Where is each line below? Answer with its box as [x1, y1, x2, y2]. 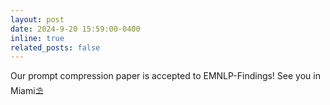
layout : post [10, 14, 65, 25]
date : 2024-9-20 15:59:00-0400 [10, 24, 141, 34]
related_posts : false [10, 42, 101, 53]
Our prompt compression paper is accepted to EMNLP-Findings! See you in [10, 70, 321, 82]
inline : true [10, 33, 65, 43]
